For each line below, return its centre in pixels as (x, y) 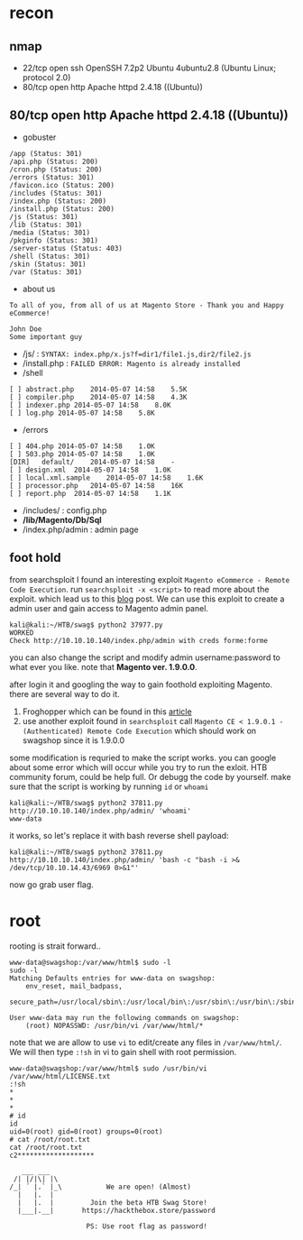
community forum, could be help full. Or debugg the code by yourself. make (150, 776)
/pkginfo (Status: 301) (54, 240)
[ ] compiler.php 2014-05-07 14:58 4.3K (98, 397)
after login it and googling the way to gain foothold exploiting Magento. (141, 684)
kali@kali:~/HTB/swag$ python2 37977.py (87, 625)
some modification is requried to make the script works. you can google (143, 758)
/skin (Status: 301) (48, 264)
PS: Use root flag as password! (147, 1226)
